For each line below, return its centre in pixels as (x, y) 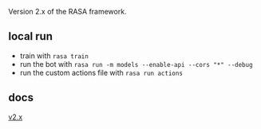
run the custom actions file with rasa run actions (101, 72)
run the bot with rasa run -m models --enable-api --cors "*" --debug (136, 64)
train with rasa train (54, 56)
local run (31, 36)
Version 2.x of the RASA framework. (67, 12)
